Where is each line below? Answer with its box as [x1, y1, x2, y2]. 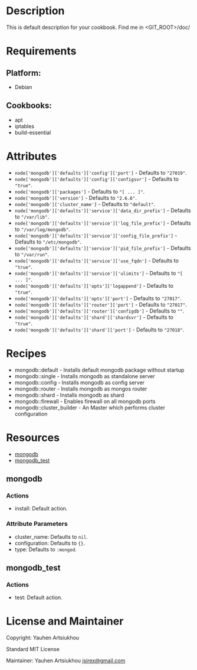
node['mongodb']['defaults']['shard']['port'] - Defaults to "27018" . [14, 326, 185, 333]
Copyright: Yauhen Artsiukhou [6, 634, 80, 642]
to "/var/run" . [14, 251, 50, 258]
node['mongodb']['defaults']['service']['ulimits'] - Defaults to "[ [14, 269, 183, 277]
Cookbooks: [6, 100, 52, 110]
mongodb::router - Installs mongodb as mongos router [14, 385, 147, 392]
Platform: [6, 68, 41, 78]
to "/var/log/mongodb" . [14, 226, 71, 233]
